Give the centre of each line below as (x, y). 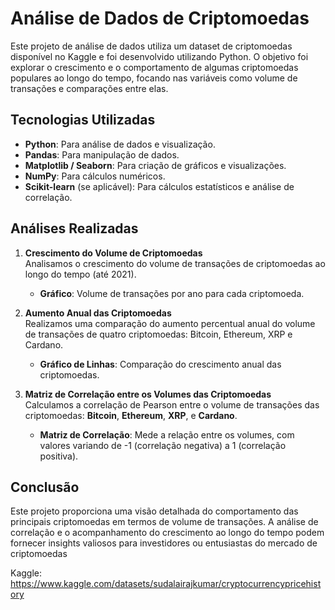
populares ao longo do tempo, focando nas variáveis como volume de (154, 78)
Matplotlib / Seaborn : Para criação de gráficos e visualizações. (155, 165)
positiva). (59, 456)
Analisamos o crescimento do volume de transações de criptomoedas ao (175, 263)
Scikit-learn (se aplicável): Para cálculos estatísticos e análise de (159, 186)
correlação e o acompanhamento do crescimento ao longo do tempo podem (167, 533)
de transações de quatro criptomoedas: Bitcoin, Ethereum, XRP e (158, 334)
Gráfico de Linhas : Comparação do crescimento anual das (160, 364)
